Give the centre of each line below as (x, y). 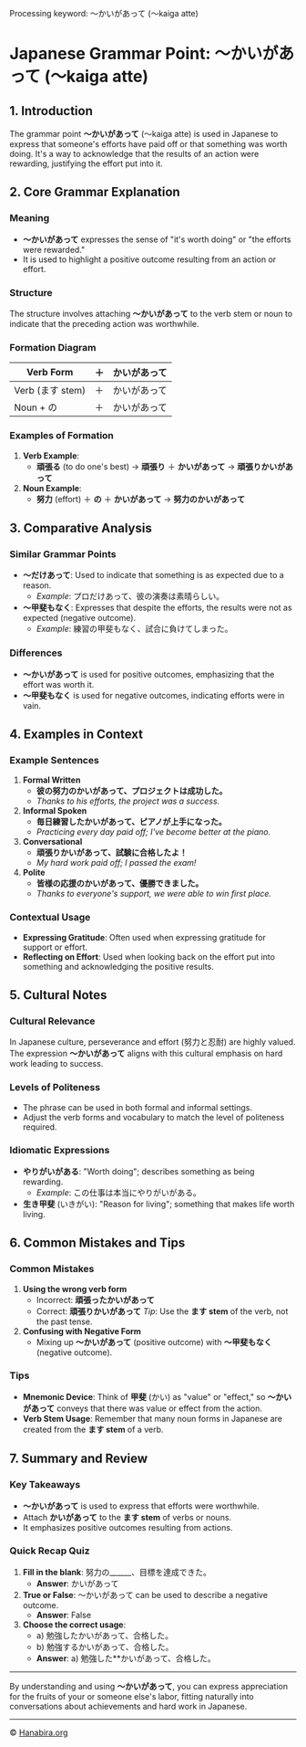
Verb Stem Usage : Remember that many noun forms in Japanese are (153, 1418)
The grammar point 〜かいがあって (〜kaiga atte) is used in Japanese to (144, 134)
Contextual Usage (50, 918)
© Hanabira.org (39, 1732)
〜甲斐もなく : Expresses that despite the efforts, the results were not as (158, 608)
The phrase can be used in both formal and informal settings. (138, 1107)
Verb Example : (51, 456)
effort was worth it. (58, 684)
